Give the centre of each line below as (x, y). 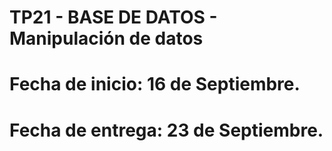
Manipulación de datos (106, 38)
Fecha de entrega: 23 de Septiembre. (166, 130)
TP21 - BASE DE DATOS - (113, 17)
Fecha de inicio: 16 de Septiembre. (155, 84)
